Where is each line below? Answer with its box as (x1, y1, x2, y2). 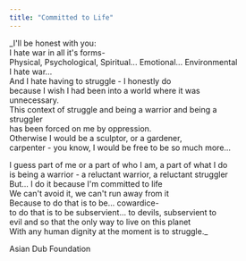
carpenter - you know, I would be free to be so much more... (9, 142, 231, 153)
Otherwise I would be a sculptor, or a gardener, (9, 132, 182, 143)
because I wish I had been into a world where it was (9, 85, 200, 96)
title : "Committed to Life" (9, 13, 115, 22)
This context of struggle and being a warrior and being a (9, 104, 217, 114)
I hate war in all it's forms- (9, 46, 106, 58)
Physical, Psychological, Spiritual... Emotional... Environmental (9, 56, 238, 67)
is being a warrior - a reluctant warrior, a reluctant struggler (9, 169, 228, 180)
